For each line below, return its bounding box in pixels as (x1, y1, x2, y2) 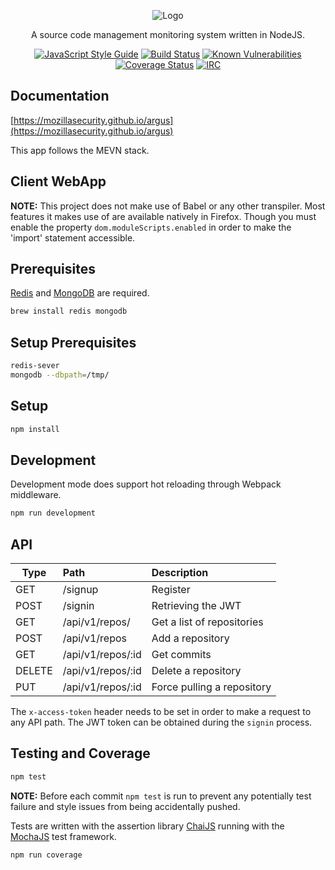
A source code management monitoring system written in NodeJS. (30, 29, 306, 40)
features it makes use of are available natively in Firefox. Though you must (10, 210, 317, 222)
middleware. (10, 489, 62, 501)
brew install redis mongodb (10, 306, 128, 317)
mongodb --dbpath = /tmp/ (10, 370, 110, 380)
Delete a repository (151, 664, 242, 678)
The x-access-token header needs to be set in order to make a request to (10, 706, 312, 718)
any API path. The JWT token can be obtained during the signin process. (10, 716, 313, 729)
